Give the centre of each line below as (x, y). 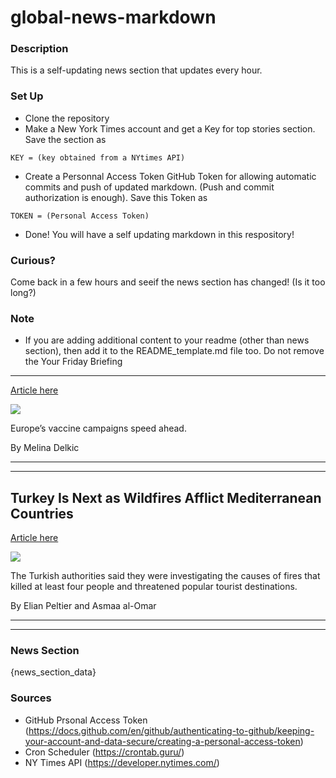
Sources (31, 698)
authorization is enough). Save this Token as (116, 197)
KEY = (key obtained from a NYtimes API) (98, 157)
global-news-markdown (113, 17)
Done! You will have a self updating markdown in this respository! (159, 234)
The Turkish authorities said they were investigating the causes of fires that (165, 576)
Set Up (27, 96)
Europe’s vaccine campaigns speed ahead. (98, 428)
